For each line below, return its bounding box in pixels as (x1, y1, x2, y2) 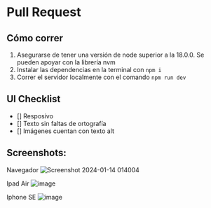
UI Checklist (6, 93, 61, 105)
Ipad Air (6, 179, 29, 188)
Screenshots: (6, 147, 67, 159)
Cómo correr (6, 32, 64, 44)
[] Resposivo (16, 111, 54, 120)
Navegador (6, 165, 39, 174)
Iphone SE (6, 193, 36, 201)
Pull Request (6, 4, 81, 20)
